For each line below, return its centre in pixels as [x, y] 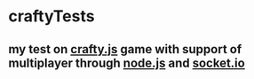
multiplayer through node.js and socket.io [127, 63]
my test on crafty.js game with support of [125, 49]
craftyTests [52, 16]
